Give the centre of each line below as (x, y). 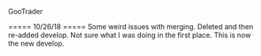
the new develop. (36, 43)
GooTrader (26, 11)
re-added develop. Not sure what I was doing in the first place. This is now (130, 35)
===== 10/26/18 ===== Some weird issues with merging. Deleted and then (131, 26)
